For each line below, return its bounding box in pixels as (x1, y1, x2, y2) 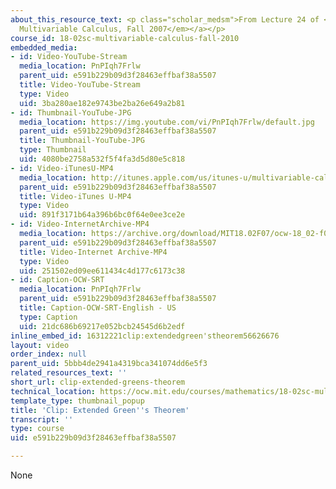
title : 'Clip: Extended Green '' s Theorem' (10, 405, 190, 415)
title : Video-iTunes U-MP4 (19, 191, 132, 201)
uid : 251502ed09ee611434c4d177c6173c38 (19, 266, 186, 276)
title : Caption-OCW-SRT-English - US (19, 303, 177, 313)
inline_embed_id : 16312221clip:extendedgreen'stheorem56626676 (10, 331, 280, 341)
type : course (10, 424, 65, 434)
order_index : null (10, 349, 87, 360)
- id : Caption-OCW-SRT (10, 275, 105, 285)
